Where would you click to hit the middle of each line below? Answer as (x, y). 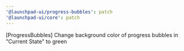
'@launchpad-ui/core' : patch (43, 18)
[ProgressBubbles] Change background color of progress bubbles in (92, 35)
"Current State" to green (36, 41)
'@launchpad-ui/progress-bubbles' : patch (59, 12)
